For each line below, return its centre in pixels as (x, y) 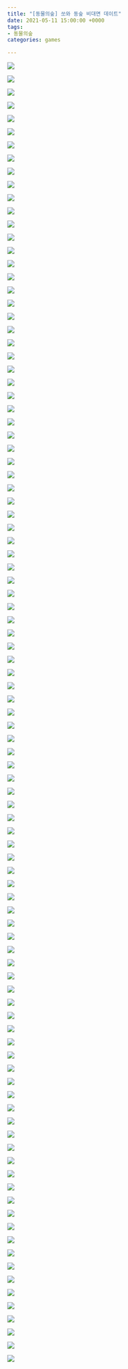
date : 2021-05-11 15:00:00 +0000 (56, 20)
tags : (15, 27)
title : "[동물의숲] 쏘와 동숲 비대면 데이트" (64, 14)
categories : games (34, 40)
